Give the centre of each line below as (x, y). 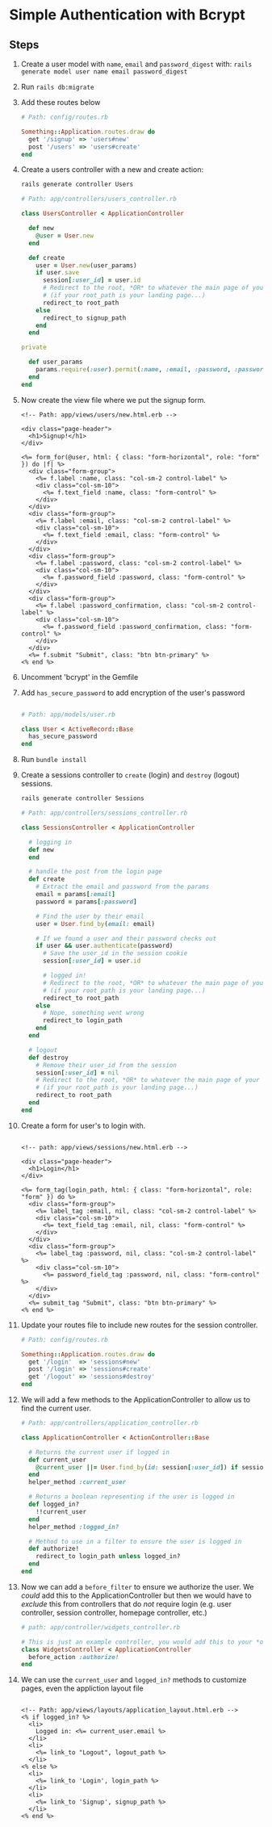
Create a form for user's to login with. (83, 1125)
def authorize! (54, 1549)
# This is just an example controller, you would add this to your (136, 1642)
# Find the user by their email (90, 916)
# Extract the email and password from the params (123, 887)
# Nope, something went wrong (93, 1013)
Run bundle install (54, 760)
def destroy (48, 1058)
